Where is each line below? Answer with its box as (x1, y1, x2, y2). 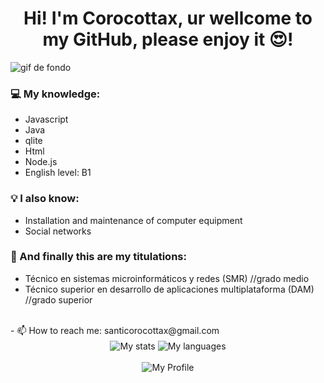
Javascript (24, 113, 69, 126)
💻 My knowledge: (10, 87, 101, 101)
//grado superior (24, 293, 93, 306)
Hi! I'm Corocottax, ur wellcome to (23, 7, 313, 30)
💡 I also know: (10, 192, 80, 206)
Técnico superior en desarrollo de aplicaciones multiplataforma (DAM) (24, 283, 315, 295)
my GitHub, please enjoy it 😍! (42, 28, 294, 51)
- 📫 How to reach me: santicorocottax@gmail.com (10, 324, 220, 336)
